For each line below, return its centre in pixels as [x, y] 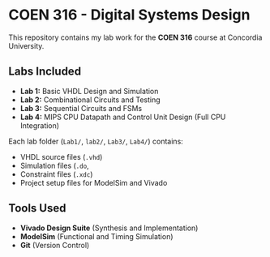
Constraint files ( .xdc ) [56, 174]
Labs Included [45, 72]
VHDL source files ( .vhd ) [61, 156]
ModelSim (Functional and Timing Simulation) [96, 236]
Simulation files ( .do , [54, 165]
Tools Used [37, 208]
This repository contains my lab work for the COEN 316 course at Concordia [135, 37]
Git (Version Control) [55, 245]
